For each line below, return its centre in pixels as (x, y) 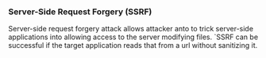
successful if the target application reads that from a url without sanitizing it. (133, 45)
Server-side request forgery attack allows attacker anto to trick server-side (131, 29)
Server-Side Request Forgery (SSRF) (80, 12)
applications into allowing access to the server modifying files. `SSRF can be (133, 37)
